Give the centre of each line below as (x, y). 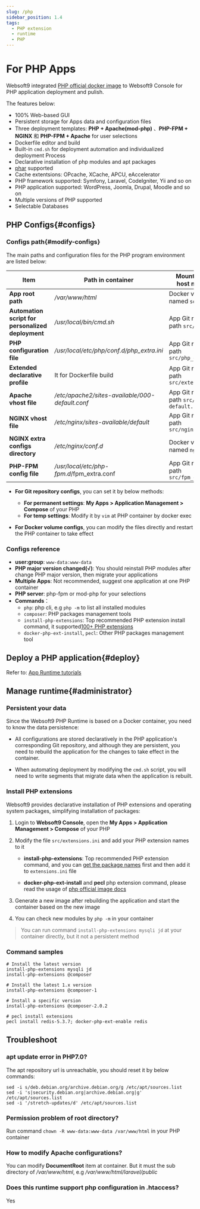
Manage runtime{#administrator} (69, 691)
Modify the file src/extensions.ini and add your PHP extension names (102, 840)
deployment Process (40, 155)
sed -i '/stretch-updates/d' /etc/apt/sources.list (71, 1103)
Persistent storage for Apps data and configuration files (83, 121)
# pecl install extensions (40, 1017)
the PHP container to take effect (54, 533)
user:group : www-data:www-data (53, 561)
